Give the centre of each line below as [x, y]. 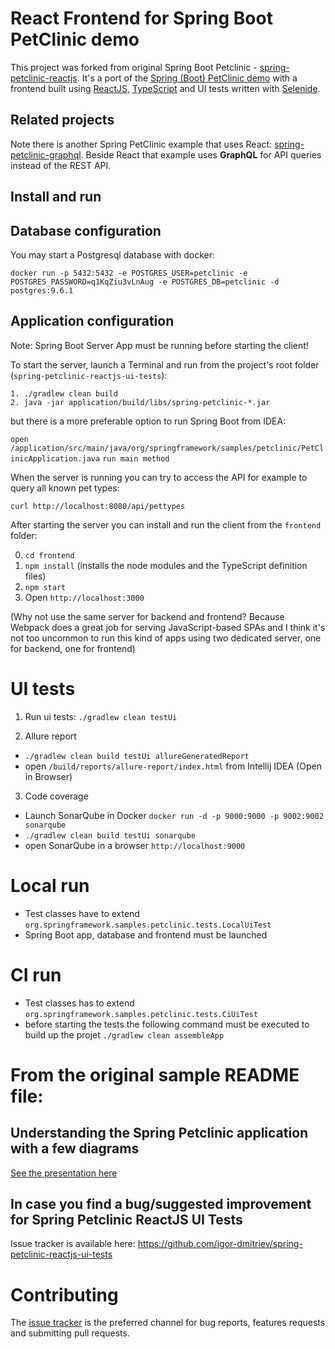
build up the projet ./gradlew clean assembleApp [124, 1034]
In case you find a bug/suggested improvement [161, 1203]
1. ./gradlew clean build [64, 393]
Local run [50, 885]
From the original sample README [155, 1074]
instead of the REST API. [61, 165]
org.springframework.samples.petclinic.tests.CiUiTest [141, 1014]
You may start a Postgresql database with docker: [113, 254]
